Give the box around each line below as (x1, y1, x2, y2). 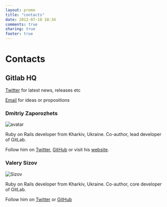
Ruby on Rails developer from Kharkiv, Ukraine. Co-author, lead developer (5, 131, 161, 137)
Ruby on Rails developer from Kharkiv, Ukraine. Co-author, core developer (5, 181, 162, 187)
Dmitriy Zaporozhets (5, 109, 58, 117)
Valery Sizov (5, 159, 37, 167)
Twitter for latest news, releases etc (5, 87, 81, 93)
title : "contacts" (5, 12, 45, 17)
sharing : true (5, 27, 36, 32)
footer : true (5, 31, 33, 36)
